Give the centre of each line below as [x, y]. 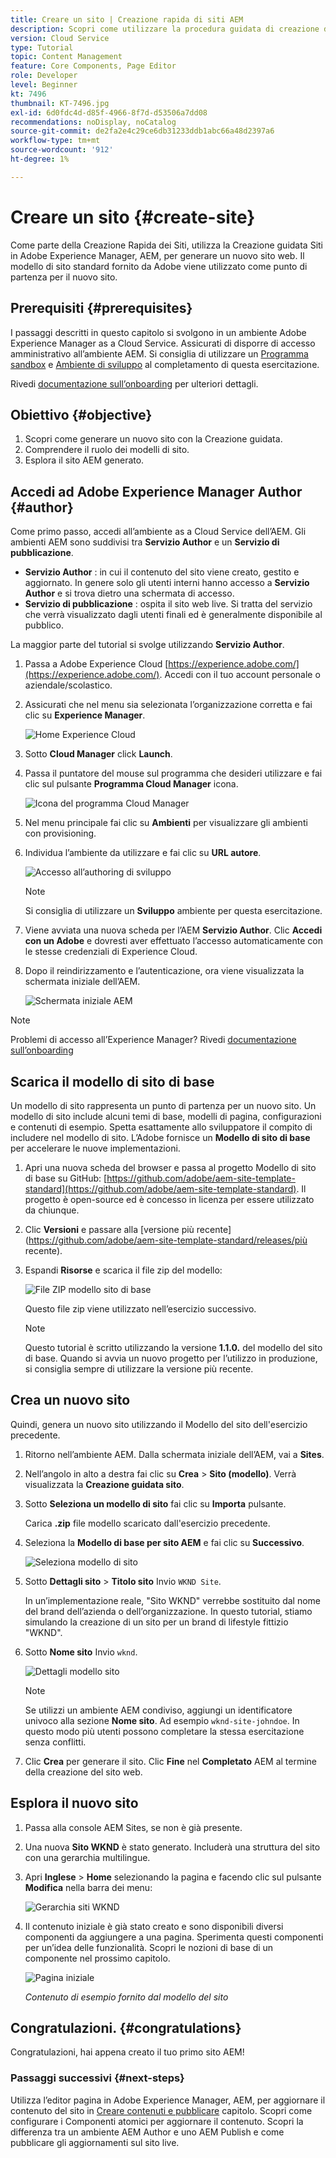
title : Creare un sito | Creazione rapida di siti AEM [127, 19]
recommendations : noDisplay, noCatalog [93, 122]
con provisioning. [60, 833]
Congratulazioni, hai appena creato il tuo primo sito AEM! [127, 2052]
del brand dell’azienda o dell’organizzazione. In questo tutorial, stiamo [168, 1611]
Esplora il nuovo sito [74, 1803]
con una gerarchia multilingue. [87, 1857]
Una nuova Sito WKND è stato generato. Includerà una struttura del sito [172, 1847]
